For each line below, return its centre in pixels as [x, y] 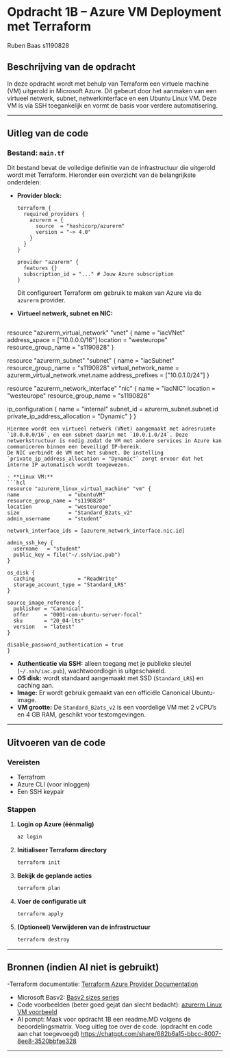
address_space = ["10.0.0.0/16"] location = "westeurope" [87, 340]
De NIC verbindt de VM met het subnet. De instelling [86, 453]
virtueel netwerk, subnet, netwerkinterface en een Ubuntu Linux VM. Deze [112, 98]
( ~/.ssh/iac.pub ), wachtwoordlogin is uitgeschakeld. [91, 671]
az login [29, 837]
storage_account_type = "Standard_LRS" [70, 585]
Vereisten [24, 762]
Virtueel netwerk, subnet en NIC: [65, 313]
